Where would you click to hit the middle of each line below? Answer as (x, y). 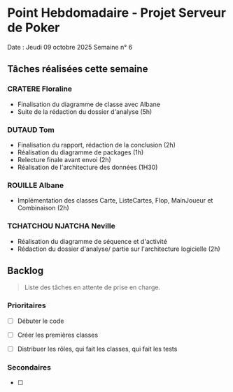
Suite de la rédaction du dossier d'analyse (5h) (85, 111)
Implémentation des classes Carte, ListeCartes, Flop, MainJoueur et (115, 201)
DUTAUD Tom (31, 129)
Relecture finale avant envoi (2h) (64, 159)
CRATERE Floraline (40, 89)
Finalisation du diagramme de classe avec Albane (89, 104)
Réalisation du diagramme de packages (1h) (80, 152)
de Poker (34, 28)
